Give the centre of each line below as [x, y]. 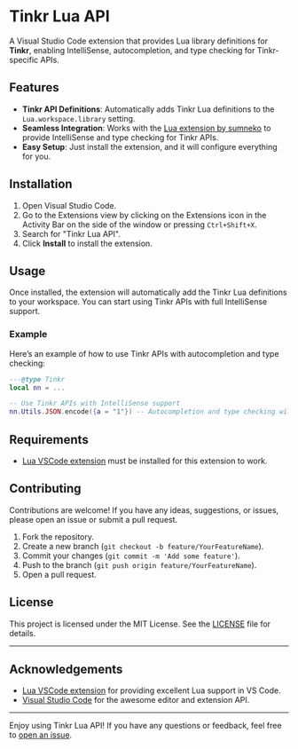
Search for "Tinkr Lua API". [71, 233]
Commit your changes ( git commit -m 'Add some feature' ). [131, 556]
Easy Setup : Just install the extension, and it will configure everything [149, 146]
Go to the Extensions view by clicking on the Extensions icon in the [144, 215]
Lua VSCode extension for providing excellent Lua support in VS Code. [151, 690]
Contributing [45, 489]
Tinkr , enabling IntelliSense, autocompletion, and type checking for [132, 50]
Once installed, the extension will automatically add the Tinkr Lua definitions [148, 292]
